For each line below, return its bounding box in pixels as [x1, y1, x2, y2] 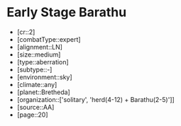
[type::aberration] [16, 57, 69, 66]
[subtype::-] [16, 65, 53, 74]
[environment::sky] [16, 72, 72, 81]
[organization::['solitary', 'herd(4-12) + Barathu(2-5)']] [16, 95, 175, 103]
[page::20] [16, 110, 48, 119]
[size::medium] [16, 50, 61, 59]
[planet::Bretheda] [16, 88, 70, 96]
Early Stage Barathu [6, 4, 127, 21]
